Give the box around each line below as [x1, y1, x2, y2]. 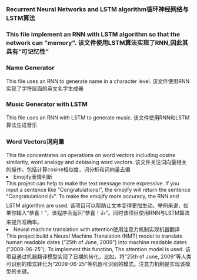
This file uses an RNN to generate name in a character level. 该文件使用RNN [6, 78, 190, 85]
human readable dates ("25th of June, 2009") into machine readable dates [6, 238, 187, 245]
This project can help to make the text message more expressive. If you [6, 179, 179, 186]
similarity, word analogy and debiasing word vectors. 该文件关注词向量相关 [6, 158, 187, 165]
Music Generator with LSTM [6, 100, 88, 108]
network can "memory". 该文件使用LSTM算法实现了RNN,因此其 [6, 38, 189, 46]
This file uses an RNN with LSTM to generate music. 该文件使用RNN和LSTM [6, 114, 190, 121]
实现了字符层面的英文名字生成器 [6, 85, 84, 92]
